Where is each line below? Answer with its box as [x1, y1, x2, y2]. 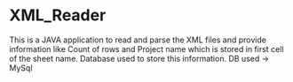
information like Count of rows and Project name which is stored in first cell [9, 43, 284, 54]
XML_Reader [9, 5, 107, 26]
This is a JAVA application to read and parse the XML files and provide [9, 34, 266, 45]
